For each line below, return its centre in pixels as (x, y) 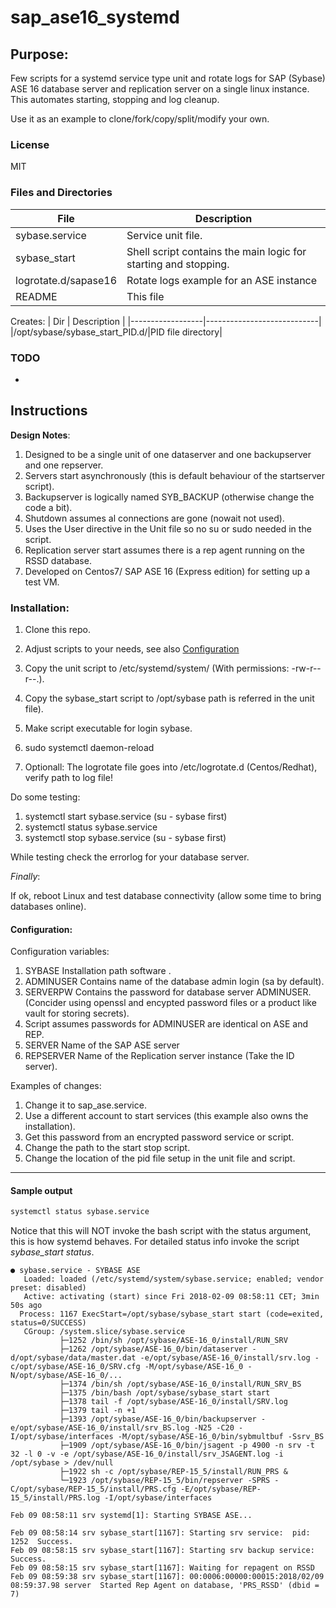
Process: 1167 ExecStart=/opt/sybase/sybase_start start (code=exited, (172, 1314)
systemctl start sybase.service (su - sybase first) (126, 816)
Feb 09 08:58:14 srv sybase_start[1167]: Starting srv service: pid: (160, 1533)
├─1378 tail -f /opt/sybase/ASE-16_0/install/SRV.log (173, 1402)
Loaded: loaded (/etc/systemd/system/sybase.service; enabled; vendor (174, 1279)
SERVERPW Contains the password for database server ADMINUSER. (168, 992)
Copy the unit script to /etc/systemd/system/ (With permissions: (157, 668)
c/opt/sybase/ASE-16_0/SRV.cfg (75, 1367)
